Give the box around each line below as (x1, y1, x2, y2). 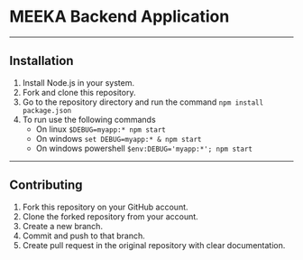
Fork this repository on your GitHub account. (22, 201, 188, 212)
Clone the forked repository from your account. (22, 210, 198, 222)
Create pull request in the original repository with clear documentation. (22, 239, 286, 250)
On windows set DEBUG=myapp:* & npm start (35, 133, 202, 144)
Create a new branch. (22, 220, 104, 231)
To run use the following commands (22, 114, 156, 125)
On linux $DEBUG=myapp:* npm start (35, 124, 167, 135)
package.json (22, 106, 72, 115)
